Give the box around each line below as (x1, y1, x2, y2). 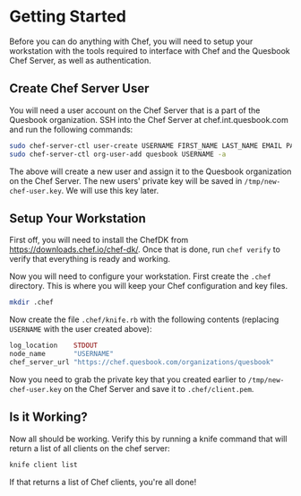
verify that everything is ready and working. (9, 254, 171, 265)
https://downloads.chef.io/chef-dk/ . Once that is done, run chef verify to (9, 244, 280, 255)
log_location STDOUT (9, 341, 99, 351)
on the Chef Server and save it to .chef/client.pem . (64, 383, 254, 394)
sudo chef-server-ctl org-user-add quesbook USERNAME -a (9, 150, 227, 159)
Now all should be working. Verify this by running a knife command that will (9, 433, 288, 444)
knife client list (9, 460, 78, 469)
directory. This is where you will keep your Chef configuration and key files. (9, 281, 288, 292)
